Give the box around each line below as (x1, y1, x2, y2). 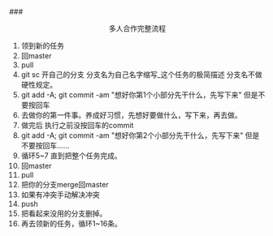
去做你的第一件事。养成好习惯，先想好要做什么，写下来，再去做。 (20, 110, 242, 120)
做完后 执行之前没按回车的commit (20, 121, 134, 130)
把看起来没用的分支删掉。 (20, 208, 107, 218)
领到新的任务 (20, 41, 64, 50)
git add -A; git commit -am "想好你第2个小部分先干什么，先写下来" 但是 (20, 131, 260, 140)
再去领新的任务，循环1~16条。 (20, 219, 123, 228)
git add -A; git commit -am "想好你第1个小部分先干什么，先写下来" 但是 (20, 90, 258, 100)
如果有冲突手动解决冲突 (20, 190, 100, 200)
